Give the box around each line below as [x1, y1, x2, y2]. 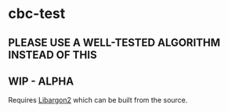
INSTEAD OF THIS [8, 48, 97, 61]
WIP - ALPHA [8, 74, 74, 88]
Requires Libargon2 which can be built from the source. [8, 96, 188, 105]
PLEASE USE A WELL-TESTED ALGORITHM [8, 36, 221, 49]
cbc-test [8, 5, 66, 23]
